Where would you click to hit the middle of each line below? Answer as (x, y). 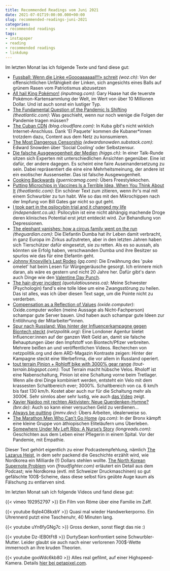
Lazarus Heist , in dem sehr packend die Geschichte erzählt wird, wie (77, 455)
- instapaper (19, 39)
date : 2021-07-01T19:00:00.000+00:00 (45, 15)
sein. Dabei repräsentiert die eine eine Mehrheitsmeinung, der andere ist (88, 169)
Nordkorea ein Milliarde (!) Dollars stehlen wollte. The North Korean (75, 460)
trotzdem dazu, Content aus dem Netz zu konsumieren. (70, 137)
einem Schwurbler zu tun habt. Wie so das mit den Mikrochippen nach (86, 196)
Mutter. (13, 542)
